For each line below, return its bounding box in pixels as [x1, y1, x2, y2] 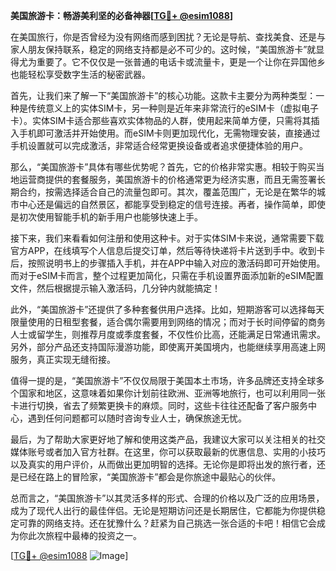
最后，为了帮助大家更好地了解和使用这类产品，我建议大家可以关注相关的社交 [10, 434, 326, 445]
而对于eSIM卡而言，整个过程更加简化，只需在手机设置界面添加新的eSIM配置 [10, 270, 325, 281]
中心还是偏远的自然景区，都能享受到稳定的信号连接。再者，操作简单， [18, 199, 308, 210]
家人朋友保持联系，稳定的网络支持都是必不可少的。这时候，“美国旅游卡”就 [10, 44, 317, 55]
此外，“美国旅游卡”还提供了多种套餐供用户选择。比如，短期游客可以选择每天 [10, 304, 325, 315]
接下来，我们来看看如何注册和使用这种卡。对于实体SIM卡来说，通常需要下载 [10, 232, 325, 244]
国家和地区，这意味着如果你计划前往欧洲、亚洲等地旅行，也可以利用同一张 [18, 387, 326, 399]
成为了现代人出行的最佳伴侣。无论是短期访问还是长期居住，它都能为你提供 [10, 505, 317, 516]
